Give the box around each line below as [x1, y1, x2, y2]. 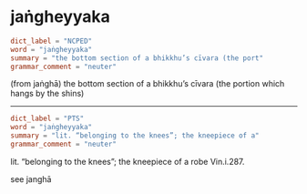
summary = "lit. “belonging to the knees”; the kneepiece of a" [10, 131, 260, 140]
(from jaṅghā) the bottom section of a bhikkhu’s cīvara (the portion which [10, 78, 285, 89]
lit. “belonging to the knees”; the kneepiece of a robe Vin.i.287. [10, 156, 245, 167]
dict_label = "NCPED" [10, 36, 93, 46]
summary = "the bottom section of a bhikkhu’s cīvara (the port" [10, 53, 263, 63]
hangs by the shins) [10, 88, 85, 99]
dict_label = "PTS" [10, 114, 85, 124]
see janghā [10, 173, 52, 184]
